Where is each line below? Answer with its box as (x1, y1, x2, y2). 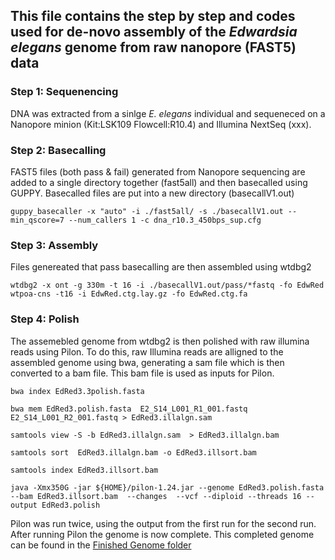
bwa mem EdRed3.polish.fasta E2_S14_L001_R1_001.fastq (10, 404, 248, 414)
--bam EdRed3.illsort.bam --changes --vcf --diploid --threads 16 (10, 491, 302, 501)
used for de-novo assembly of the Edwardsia (10, 24, 298, 41)
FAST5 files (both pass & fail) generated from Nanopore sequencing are (10, 165, 306, 178)
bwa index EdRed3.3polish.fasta (10, 386, 145, 396)
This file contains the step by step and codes (10, 8, 296, 25)
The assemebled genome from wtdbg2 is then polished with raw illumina (10, 335, 310, 347)
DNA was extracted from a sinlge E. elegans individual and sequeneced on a (10, 107, 326, 119)
